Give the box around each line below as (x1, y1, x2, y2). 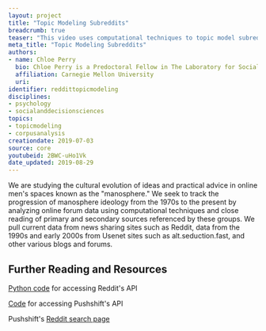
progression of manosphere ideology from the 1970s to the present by (8, 197, 237, 207)
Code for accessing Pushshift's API (8, 299, 123, 308)
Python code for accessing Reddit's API (8, 283, 138, 293)
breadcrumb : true (8, 26, 66, 34)
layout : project (8, 11, 62, 20)
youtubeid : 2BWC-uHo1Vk (8, 151, 87, 159)
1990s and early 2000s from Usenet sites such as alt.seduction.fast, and (8, 231, 245, 241)
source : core (8, 144, 51, 152)
